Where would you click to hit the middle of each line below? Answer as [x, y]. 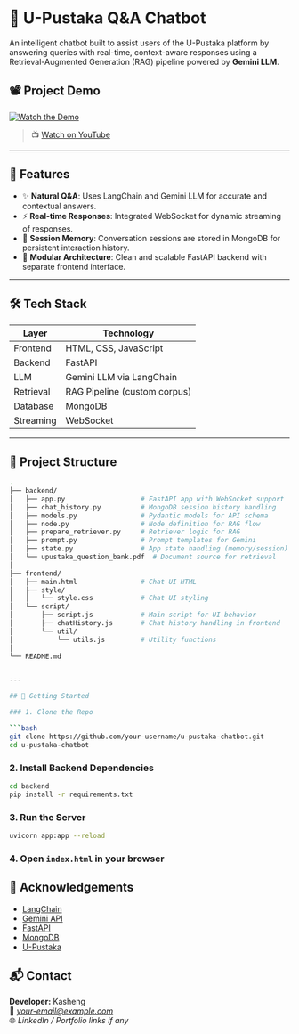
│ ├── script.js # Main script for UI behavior [133, 615]
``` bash [24, 729]
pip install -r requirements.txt [71, 794]
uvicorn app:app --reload [57, 836]
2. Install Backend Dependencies [81, 768]
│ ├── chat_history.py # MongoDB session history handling [143, 507]
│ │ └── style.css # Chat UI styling [109, 598]
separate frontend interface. [74, 266]
